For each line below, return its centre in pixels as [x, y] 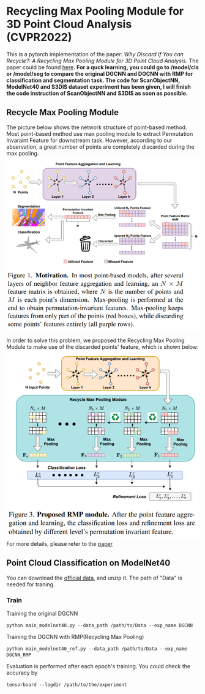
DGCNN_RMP [19, 655]
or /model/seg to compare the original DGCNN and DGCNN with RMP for [100, 73]
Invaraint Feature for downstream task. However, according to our [89, 140]
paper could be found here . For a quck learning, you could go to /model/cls [102, 67]
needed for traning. [31, 584]
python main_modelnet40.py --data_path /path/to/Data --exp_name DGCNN [99, 625]
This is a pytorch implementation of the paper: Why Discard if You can [95, 54]
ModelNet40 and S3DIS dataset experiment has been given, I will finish [99, 86]
